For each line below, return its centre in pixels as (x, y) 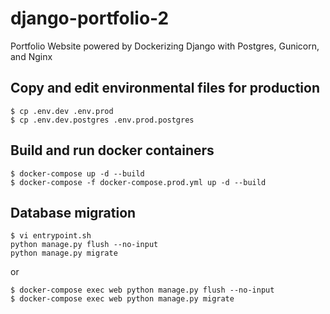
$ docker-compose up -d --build (77, 173)
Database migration (73, 212)
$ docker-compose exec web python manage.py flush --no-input (142, 290)
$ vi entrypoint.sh (51, 236)
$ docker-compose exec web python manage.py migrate (122, 299)
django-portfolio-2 (90, 18)
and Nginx (31, 56)
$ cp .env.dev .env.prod (62, 111)
